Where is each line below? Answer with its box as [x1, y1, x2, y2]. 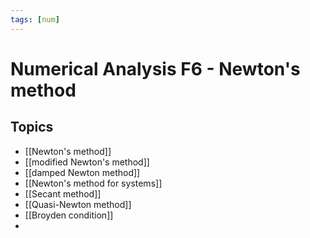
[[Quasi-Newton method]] [24, 198, 132, 210]
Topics [10, 119, 54, 136]
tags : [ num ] [10, 14, 60, 25]
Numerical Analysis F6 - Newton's [10, 57, 301, 80]
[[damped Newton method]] [24, 166, 141, 178]
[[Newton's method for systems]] [24, 177, 163, 189]
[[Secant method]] [24, 187, 102, 200]
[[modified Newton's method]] [24, 156, 150, 168]
